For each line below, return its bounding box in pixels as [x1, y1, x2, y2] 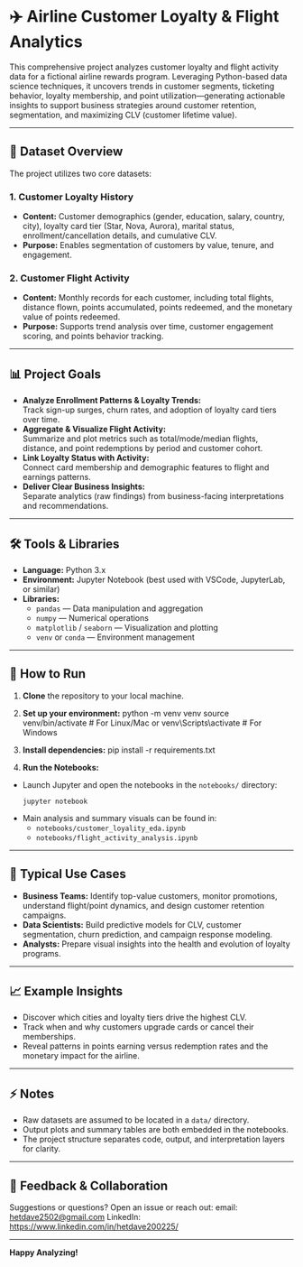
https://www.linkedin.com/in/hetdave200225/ [9, 1221, 179, 1232]
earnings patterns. [22, 472, 92, 483]
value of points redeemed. [22, 311, 121, 322]
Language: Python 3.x [22, 564, 106, 575]
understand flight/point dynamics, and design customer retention [22, 900, 265, 911]
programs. [22, 948, 61, 958]
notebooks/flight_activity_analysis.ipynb [35, 833, 198, 843]
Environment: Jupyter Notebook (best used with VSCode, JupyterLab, [22, 574, 286, 585]
